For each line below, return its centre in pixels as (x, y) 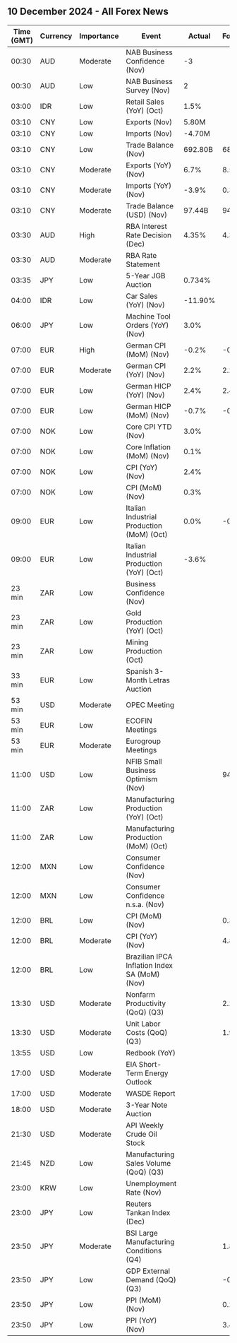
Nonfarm (140, 994)
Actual (199, 36)
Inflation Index (150, 965)
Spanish (139, 671)
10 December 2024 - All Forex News (88, 12)
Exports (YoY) (148, 165)
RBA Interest (146, 226)
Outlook (139, 1082)
